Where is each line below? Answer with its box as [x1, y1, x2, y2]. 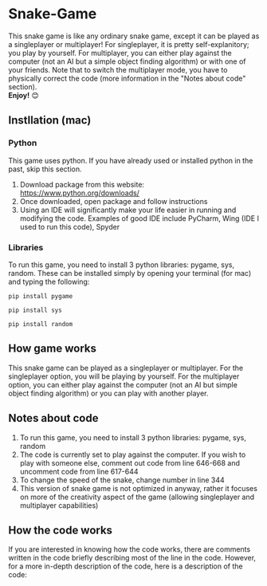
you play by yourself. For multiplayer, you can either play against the [8, 48, 233, 57]
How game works [8, 342, 97, 356]
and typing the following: [8, 277, 90, 286]
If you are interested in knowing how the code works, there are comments [8, 545, 251, 554]
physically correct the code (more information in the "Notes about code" [8, 73, 246, 83]
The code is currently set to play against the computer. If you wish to [19, 450, 246, 459]
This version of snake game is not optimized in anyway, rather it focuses [19, 483, 257, 493]
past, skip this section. [8, 164, 82, 174]
